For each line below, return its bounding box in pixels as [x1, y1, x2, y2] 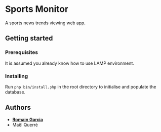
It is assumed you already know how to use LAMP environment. [5, 60, 134, 66]
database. [5, 89, 26, 95]
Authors [5, 103, 31, 112]
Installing [5, 73, 28, 80]
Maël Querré [12, 122, 38, 128]
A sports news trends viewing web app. [5, 20, 85, 26]
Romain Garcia [12, 116, 43, 122]
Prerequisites [5, 49, 38, 56]
